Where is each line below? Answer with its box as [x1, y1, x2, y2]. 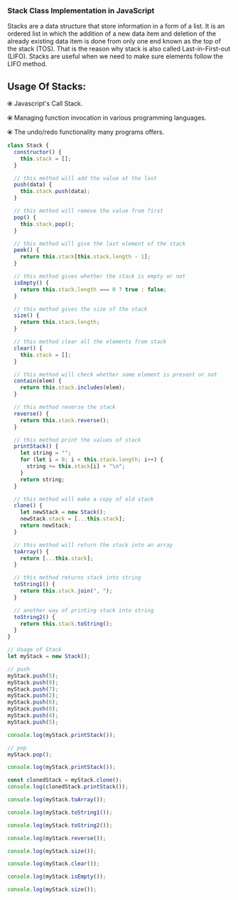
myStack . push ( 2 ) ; [7, 692, 59, 699]
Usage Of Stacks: [7, 80, 87, 93]
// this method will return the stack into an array [13, 541, 173, 548]
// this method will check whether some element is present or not [13, 371, 218, 378]
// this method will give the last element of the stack [13, 240, 186, 247]
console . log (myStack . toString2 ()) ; [7, 822, 113, 829]
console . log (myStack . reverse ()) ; [7, 834, 107, 842]
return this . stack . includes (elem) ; [20, 384, 126, 392]
